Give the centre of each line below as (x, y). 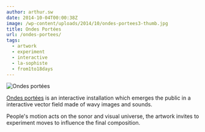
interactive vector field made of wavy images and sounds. (80, 105)
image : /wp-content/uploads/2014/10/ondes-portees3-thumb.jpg (87, 23)
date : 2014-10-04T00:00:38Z (42, 18)
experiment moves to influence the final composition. (73, 123)
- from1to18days (32, 69)
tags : (13, 40)
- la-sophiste (30, 63)
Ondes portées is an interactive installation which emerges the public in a (99, 98)
